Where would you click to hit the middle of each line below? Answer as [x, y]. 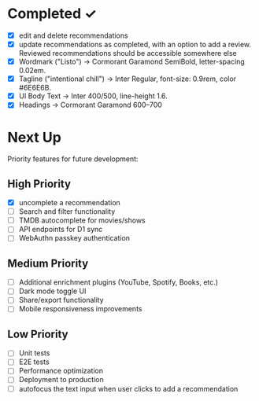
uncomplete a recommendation [70, 203]
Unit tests [34, 353]
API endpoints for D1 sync [61, 230]
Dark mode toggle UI [52, 291]
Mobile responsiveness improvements [80, 309]
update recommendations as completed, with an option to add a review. [135, 44]
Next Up [35, 137]
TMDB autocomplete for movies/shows [82, 220]
